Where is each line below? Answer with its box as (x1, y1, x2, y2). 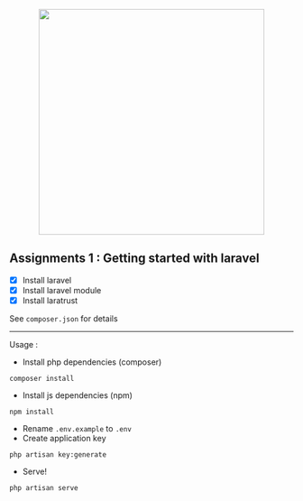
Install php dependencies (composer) (22, 357, 162, 367)
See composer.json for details (9, 313, 119, 324)
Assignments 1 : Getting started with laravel (9, 251, 260, 266)
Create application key (22, 433, 106, 443)
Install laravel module (22, 284, 102, 295)
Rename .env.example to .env (22, 423, 133, 433)
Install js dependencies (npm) (22, 390, 133, 401)
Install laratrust (22, 294, 78, 306)
